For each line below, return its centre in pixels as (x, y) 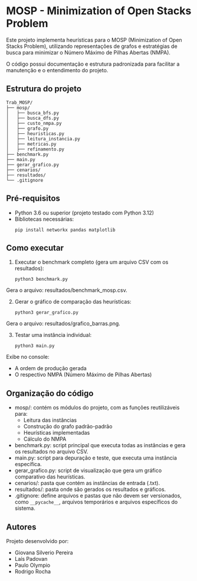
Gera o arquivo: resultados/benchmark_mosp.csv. (67, 290)
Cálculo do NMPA (45, 439)
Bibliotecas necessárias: (44, 219)
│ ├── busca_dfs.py (33, 118)
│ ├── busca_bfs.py (33, 113)
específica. (28, 464)
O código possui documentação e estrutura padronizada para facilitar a (93, 64)
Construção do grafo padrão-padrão (68, 426)
